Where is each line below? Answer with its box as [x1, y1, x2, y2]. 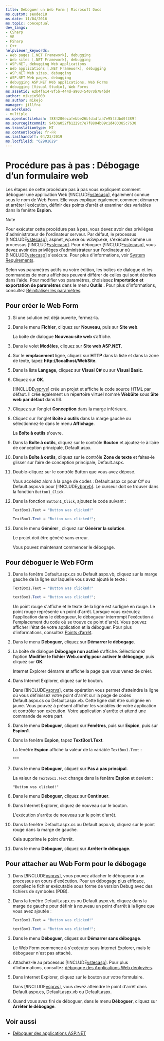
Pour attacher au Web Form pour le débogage [5, 860, 146, 868]
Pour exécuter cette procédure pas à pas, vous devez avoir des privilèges [5, 226, 154, 232]
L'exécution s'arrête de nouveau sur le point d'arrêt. [12, 812, 117, 818]
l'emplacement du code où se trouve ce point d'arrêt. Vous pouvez [12, 619, 147, 625]
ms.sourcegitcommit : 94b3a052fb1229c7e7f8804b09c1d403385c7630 [5, 121, 137, 126]
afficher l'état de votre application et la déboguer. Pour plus [12, 624, 132, 630]
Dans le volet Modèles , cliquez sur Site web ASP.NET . [12, 343, 122, 349]
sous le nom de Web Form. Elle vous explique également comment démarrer [5, 196, 159, 203]
